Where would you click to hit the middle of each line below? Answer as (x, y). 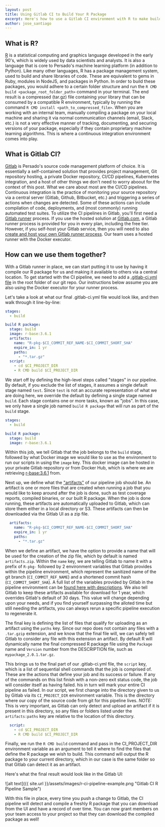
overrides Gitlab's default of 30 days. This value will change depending (77, 598)
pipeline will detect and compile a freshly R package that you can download (82, 804)
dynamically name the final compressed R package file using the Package (79, 644)
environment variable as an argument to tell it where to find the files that (78, 749)
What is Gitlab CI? (33, 154)
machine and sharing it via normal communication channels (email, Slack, (79, 118)
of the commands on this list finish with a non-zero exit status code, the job (81, 679)
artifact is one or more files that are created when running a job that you (78, 488)
